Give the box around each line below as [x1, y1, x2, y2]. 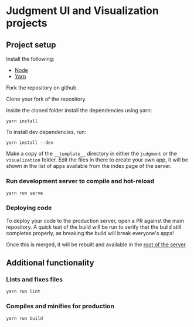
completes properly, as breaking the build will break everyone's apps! [6, 229, 174, 236]
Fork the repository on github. [6, 84, 78, 91]
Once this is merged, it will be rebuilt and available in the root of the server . [6, 241, 188, 248]
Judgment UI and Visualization [6, 4, 159, 18]
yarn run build [6, 315, 43, 321]
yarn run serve [6, 190, 43, 197]
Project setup [6, 40, 57, 50]
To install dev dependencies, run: [6, 129, 87, 135]
